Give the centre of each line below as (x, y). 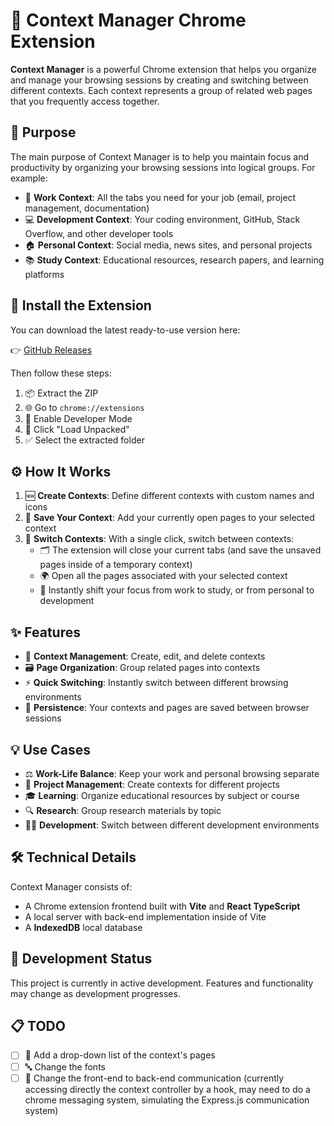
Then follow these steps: (61, 373)
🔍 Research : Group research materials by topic (123, 810)
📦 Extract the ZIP (61, 393)
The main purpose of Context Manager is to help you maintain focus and (160, 156)
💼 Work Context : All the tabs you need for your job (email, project (160, 197)
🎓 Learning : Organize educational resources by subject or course (162, 795)
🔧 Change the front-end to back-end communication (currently (154, 1078)
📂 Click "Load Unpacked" (77, 429)
